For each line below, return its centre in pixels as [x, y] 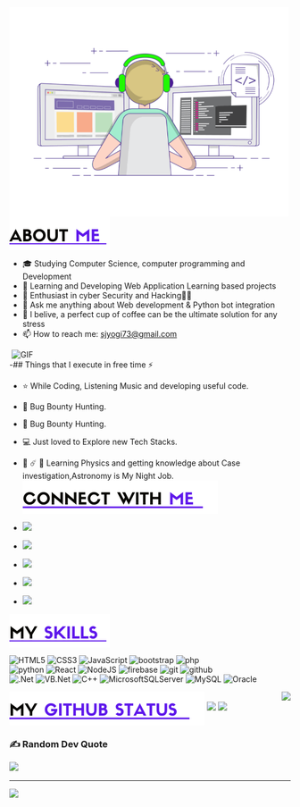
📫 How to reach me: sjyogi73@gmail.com [100, 334]
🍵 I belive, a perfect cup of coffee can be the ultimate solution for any [150, 314]
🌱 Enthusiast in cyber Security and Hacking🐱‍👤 [107, 295]
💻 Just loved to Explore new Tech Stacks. [100, 441]
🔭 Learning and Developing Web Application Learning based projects [149, 286]
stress [33, 324]
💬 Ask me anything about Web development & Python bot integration [148, 305]
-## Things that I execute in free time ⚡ [81, 365]
